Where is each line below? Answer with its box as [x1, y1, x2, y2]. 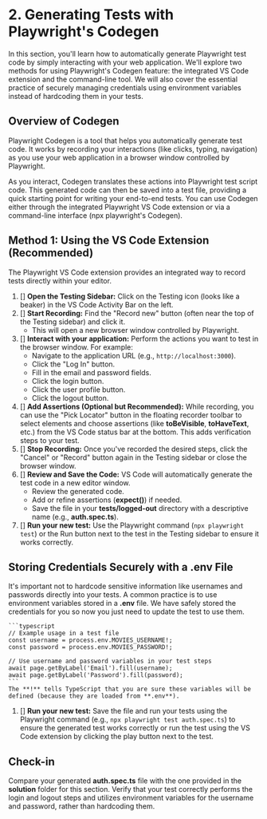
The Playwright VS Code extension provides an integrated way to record [8, 267, 245, 277]
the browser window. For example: [19, 342, 134, 352]
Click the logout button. [31, 393, 109, 402]
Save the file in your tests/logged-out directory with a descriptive [31, 503, 249, 512]
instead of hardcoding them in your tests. [8, 91, 143, 101]
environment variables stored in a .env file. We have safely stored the [8, 599, 237, 608]
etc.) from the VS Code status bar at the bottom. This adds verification [19, 427, 252, 437]
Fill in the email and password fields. [31, 367, 151, 377]
